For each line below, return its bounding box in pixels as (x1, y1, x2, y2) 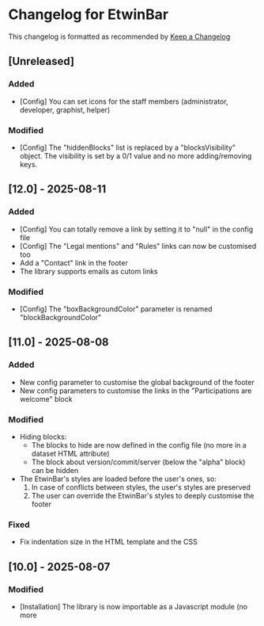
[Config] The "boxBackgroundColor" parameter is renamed (19, 303, 213, 314)
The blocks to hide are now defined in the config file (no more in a (31, 440, 247, 449)
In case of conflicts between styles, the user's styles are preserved (31, 482, 251, 492)
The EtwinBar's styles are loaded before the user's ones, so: (19, 474, 217, 483)
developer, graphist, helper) (19, 105, 111, 114)
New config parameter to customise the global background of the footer (19, 377, 255, 387)
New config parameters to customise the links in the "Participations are (19, 386, 252, 395)
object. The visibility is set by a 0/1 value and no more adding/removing (19, 151, 252, 160)
